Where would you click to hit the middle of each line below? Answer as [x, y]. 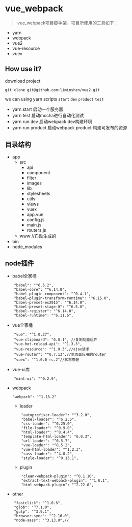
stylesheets [39, 193]
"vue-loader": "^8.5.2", [47, 445]
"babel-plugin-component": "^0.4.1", [53, 294]
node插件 [20, 263]
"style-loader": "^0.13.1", [50, 458]
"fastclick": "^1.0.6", [38, 503]
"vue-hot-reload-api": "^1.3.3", [48, 344]
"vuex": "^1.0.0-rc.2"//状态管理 [47, 360]
